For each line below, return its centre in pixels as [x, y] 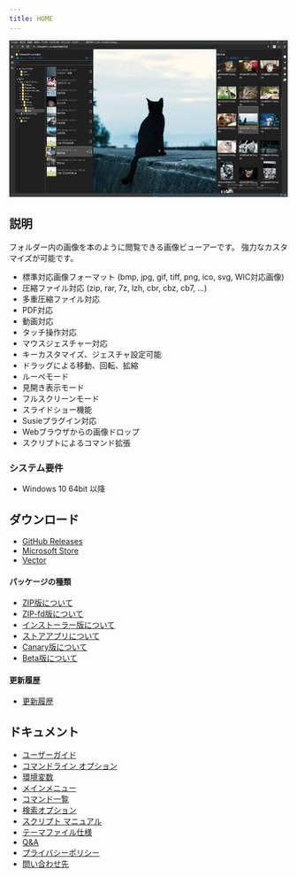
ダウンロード [44, 519]
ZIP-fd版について [53, 614]
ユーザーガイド [49, 755]
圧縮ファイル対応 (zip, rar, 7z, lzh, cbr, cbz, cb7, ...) [114, 288]
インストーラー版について [69, 625]
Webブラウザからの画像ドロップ [80, 431]
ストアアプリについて [61, 636]
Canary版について [54, 647]
